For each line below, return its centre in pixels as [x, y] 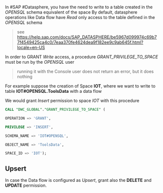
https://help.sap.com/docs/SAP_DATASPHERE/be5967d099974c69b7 [87, 37]
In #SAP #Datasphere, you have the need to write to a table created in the [79, 7]
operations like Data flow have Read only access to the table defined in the [80, 17]
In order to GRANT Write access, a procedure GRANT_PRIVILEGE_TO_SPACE [81, 57]
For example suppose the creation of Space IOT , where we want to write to [80, 86]
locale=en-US [31, 47]
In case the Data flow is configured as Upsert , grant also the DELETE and [78, 180]
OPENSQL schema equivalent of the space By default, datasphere [71, 12]
